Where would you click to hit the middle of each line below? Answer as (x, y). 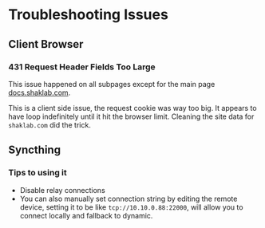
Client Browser (46, 44)
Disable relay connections (62, 190)
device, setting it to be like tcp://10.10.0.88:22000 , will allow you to (131, 207)
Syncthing (35, 150)
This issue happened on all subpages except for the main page (112, 84)
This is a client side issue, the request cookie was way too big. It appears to (132, 108)
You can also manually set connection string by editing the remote (129, 199)
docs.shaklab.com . (40, 92)
